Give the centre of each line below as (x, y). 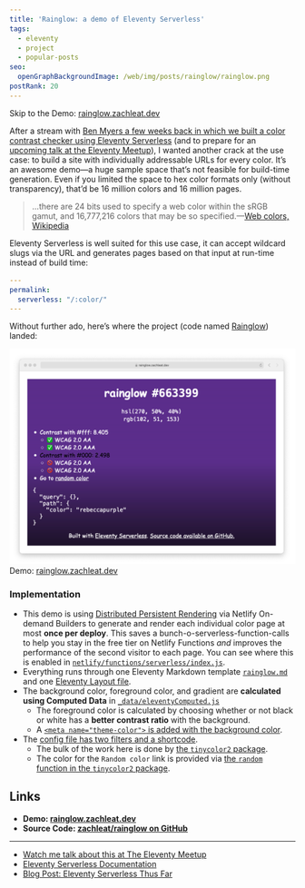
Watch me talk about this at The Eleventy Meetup (114, 854)
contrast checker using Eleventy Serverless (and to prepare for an (133, 140)
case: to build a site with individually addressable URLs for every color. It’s (148, 160)
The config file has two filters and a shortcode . (110, 739)
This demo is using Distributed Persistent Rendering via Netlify (139, 614)
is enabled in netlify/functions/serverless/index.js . (123, 662)
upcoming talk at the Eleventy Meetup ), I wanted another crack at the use (147, 150)
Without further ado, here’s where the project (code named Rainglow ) (139, 326)
